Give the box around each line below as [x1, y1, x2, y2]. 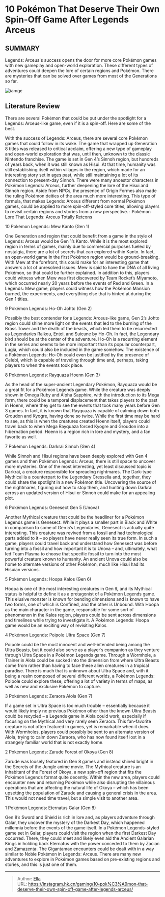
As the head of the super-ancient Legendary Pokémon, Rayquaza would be [5, 381, 157, 387]
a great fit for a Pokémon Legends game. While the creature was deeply [5, 387, 151, 392]
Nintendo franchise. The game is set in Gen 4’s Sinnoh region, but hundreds [5, 156, 159, 162]
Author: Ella [17, 875, 41, 882]
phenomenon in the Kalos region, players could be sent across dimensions [5, 612, 156, 618]
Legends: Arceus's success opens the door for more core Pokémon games [5, 57, 157, 63]
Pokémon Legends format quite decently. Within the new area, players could [5, 774, 160, 780]
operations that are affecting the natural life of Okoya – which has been [5, 784, 149, 790]
